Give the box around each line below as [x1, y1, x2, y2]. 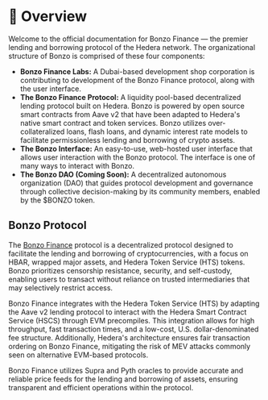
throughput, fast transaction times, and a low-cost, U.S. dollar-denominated [8, 324, 259, 334]
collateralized [19, 127, 65, 136]
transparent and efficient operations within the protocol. [8, 382, 194, 392]
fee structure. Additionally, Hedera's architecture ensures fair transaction [8, 332, 251, 342]
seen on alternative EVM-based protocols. [8, 350, 149, 360]
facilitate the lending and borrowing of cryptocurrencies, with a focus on [8, 248, 249, 258]
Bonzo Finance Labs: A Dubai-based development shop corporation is [19, 66, 255, 76]
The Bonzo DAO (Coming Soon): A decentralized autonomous [19, 169, 227, 179]
